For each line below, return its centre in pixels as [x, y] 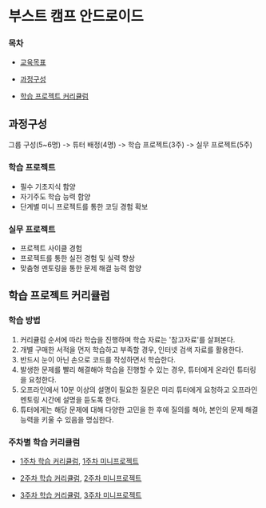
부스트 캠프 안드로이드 [76, 16]
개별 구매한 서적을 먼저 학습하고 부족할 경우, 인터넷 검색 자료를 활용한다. [131, 350]
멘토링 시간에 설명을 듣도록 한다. [70, 399]
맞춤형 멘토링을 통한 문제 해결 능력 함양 [81, 268]
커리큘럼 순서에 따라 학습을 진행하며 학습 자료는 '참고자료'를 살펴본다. [127, 339]
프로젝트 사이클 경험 [51, 248]
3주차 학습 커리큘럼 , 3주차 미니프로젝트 [81, 495]
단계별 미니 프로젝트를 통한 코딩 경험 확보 [84, 206]
